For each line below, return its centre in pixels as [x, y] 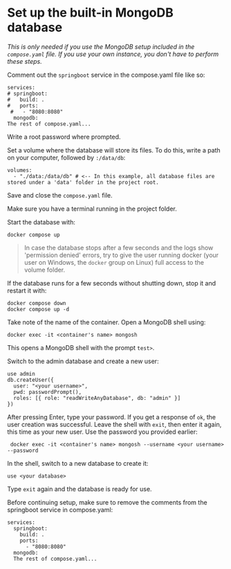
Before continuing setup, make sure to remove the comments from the [107, 502]
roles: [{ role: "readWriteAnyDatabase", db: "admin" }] [97, 398]
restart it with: [27, 290]
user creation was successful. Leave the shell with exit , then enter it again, [114, 424]
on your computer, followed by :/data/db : [66, 157]
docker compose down [37, 303]
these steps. [25, 61]
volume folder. [45, 270]
